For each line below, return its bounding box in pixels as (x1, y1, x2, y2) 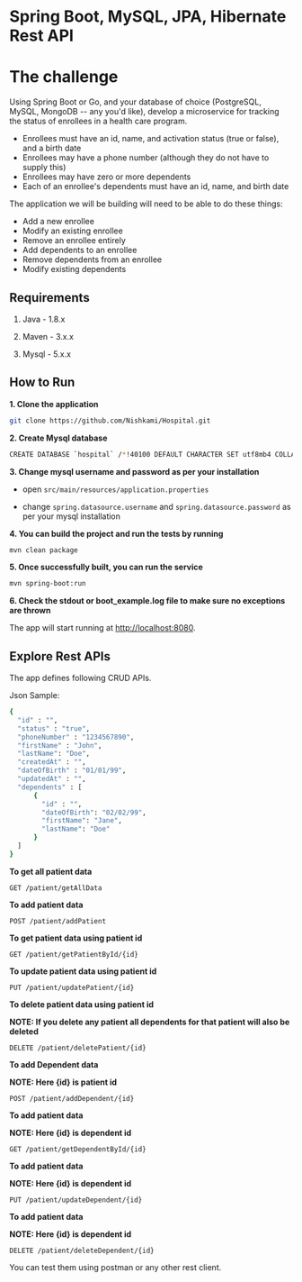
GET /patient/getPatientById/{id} (9, 950, 139, 959)
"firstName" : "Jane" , (41, 816, 123, 825)
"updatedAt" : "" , (17, 775, 87, 784)
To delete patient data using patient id (9, 998, 155, 1010)
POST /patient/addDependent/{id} (9, 1094, 135, 1103)
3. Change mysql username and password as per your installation (9, 466, 260, 477)
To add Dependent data (9, 1059, 99, 1069)
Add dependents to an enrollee (22, 245, 138, 256)
